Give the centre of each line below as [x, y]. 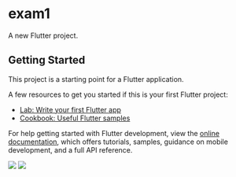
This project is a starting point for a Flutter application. [96, 79]
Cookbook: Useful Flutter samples [75, 118]
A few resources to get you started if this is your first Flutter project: [118, 94]
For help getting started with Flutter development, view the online [114, 133]
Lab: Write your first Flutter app [70, 109]
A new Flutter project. [43, 35]
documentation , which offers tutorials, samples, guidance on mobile [118, 142]
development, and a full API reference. [70, 149]
